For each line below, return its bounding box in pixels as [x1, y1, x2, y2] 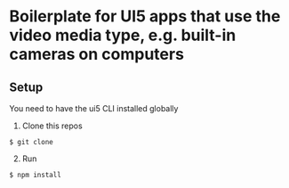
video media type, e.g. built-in [9, 25, 237, 45]
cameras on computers [9, 45, 185, 64]
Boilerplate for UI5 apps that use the [9, 6, 281, 27]
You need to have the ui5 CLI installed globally [9, 103, 179, 113]
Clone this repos [21, 120, 83, 131]
